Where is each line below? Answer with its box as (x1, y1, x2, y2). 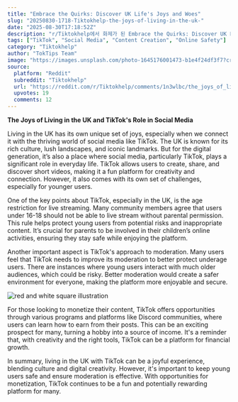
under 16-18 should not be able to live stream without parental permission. (7, 211, 224, 219)
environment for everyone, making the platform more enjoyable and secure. (7, 278, 228, 286)
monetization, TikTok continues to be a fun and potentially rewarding (7, 379, 208, 388)
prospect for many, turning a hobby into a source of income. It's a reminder (7, 328, 227, 336)
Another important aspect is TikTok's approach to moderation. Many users (7, 248, 225, 256)
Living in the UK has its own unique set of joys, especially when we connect (7, 129, 229, 138)
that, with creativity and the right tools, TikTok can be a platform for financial (7, 335, 230, 344)
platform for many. (7, 387, 62, 395)
